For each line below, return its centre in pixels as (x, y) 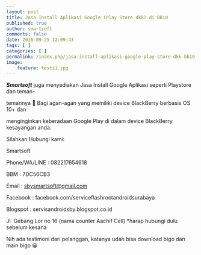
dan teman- (21, 92)
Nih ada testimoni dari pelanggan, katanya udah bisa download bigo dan (96, 239)
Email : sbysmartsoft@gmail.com (47, 186)
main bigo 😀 (22, 245)
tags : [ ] (19, 46)
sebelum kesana (26, 227)
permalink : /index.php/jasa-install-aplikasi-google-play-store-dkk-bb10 (101, 57)
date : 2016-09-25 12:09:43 (40, 40)
